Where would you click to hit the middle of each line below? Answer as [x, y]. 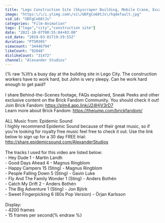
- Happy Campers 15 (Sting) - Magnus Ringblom [54, 168]
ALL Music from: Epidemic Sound [39, 121]
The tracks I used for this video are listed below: [54, 153]
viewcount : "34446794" [28, 46]
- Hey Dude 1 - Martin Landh [34, 158]
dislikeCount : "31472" [28, 55]
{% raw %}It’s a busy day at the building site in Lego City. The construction [81, 74]
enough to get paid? [25, 85]
